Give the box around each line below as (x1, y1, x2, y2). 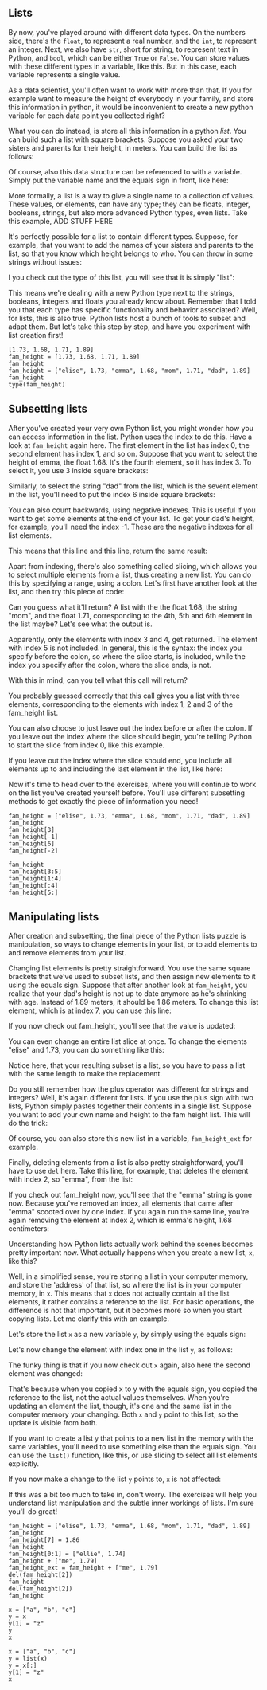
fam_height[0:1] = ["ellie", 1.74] (8, 1550, 126, 1559)
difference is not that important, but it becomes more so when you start (8, 1306, 242, 1316)
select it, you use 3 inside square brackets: (8, 465, 149, 475)
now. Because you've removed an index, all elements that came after (8, 1198, 234, 1208)
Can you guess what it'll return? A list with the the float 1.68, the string (8, 602, 238, 612)
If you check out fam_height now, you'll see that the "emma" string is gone (8, 1190, 253, 1200)
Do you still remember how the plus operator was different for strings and (8, 1084, 249, 1094)
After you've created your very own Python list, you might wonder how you (8, 423, 254, 433)
